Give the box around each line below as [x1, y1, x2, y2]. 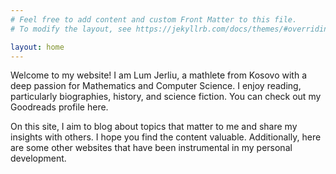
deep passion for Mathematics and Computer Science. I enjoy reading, [10, 80, 302, 92]
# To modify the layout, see [10, 24, 132, 34]
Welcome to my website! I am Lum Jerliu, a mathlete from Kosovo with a [10, 69, 308, 81]
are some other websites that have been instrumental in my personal [10, 142, 293, 154]
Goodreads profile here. [10, 101, 109, 113]
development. [10, 152, 67, 165]
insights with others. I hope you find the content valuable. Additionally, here [10, 131, 322, 143]
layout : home [10, 42, 65, 52]
